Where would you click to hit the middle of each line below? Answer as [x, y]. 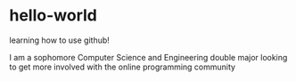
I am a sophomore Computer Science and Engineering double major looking [148, 57]
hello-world [53, 16]
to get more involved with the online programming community [123, 67]
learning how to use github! [59, 40]
